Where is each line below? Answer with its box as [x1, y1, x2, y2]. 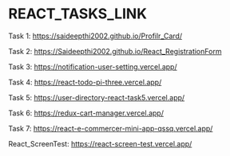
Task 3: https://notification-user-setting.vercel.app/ [8, 61, 177, 72]
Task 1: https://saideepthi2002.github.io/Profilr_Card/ [8, 31, 182, 41]
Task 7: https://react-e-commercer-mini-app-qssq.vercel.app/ [8, 123, 213, 133]
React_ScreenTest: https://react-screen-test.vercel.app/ [8, 138, 192, 148]
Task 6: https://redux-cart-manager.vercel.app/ [8, 108, 164, 118]
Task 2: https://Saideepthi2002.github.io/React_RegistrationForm [8, 46, 222, 56]
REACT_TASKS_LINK [8, 5, 148, 23]
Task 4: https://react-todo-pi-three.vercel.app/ [8, 77, 162, 87]
